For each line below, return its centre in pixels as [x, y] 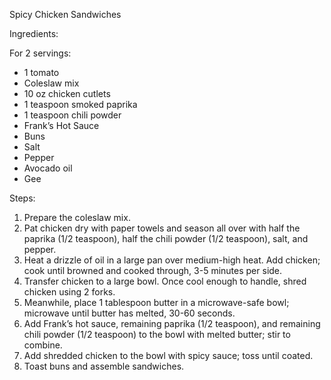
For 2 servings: [40, 53]
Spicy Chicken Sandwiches [65, 14]
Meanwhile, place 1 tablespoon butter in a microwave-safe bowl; [156, 302]
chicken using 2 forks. [69, 292]
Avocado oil [48, 168]
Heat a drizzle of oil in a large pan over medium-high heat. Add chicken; [172, 260]
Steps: [22, 198]
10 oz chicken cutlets [67, 93]
